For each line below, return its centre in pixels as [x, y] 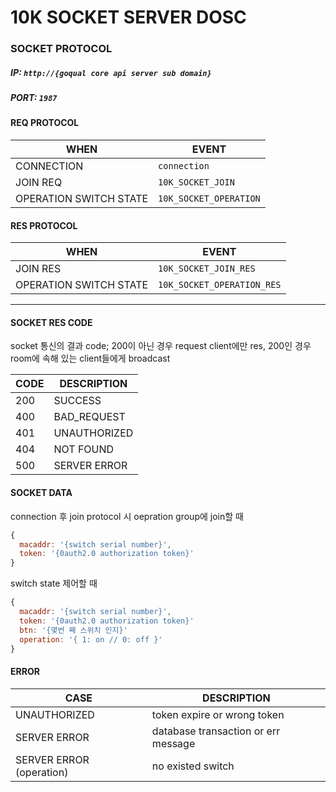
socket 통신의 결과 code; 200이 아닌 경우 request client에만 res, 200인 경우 [161, 346]
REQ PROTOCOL [45, 123]
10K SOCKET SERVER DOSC [128, 17]
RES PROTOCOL [44, 225]
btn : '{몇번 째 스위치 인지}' [73, 630]
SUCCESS [77, 401]
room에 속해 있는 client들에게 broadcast [90, 358]
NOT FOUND [84, 449]
